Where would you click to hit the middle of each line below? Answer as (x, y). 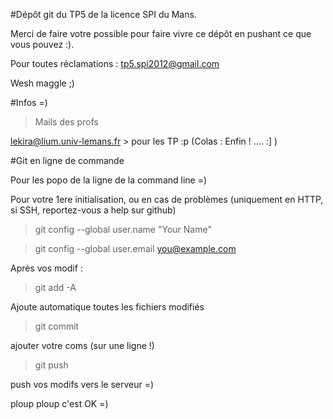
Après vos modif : (46, 268)
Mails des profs (66, 122)
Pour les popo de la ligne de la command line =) (109, 180)
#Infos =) (29, 102)
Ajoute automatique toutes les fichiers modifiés (107, 307)
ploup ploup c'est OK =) (59, 403)
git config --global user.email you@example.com (135, 248)
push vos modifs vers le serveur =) (82, 384)
